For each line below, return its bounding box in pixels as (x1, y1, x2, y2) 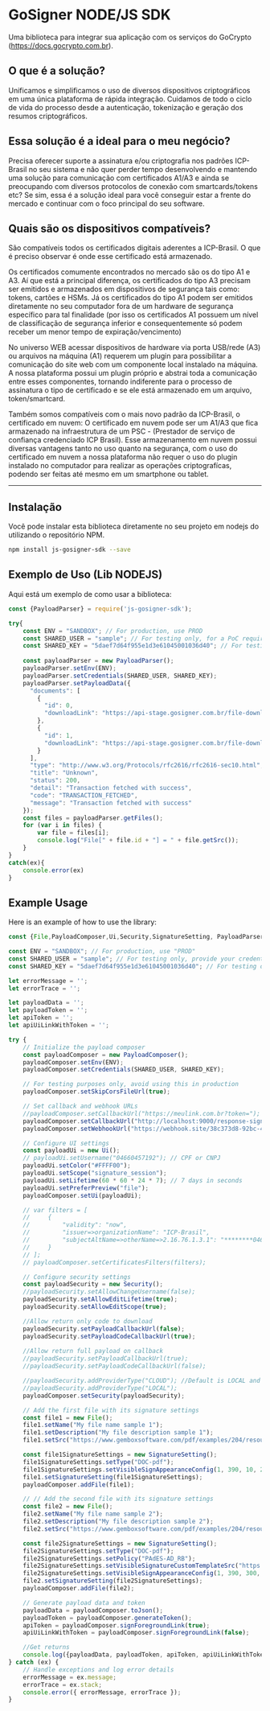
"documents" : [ (29, 686, 81, 695)
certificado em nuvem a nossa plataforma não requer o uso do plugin (8, 452, 238, 462)
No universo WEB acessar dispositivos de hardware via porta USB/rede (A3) (8, 343, 261, 352)
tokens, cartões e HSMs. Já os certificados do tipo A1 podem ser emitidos (8, 293, 253, 302)
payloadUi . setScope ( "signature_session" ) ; (22, 1169, 167, 1178)
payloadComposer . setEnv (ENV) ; (22, 1058, 125, 1067)
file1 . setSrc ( (22, 1436, 70, 1445)
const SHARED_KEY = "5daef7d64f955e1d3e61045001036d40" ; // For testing (8, 962, 257, 970)
